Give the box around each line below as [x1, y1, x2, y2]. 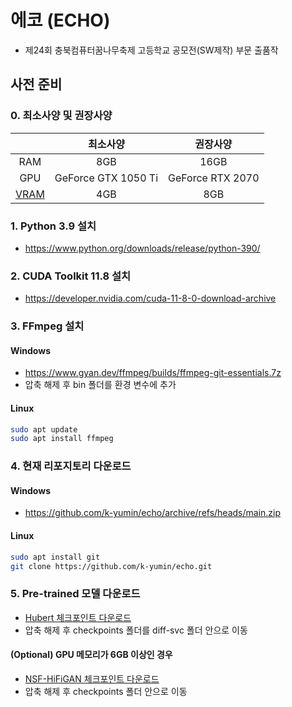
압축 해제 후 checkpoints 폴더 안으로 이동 [24, 685, 188, 697]
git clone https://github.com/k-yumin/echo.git [10, 561, 213, 571]
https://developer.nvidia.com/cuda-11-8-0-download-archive [24, 292, 277, 305]
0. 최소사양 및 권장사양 [10, 109, 113, 123]
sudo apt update [10, 424, 78, 435]
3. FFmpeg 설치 [10, 319, 85, 333]
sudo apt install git [10, 552, 101, 562]
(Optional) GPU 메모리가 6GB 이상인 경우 [10, 649, 173, 661]
